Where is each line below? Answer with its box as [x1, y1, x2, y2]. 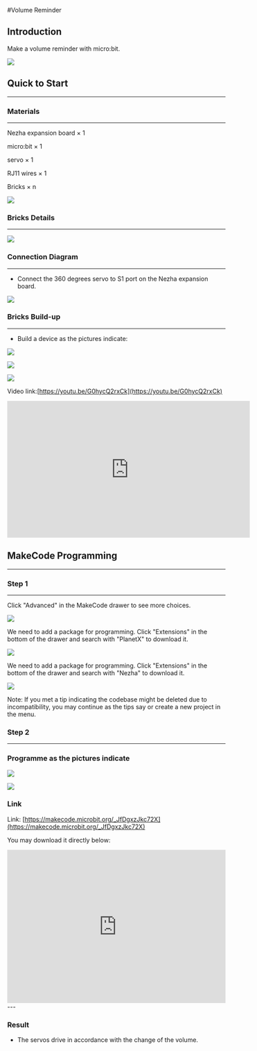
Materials [7, 106, 40, 116]
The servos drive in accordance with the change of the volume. [17, 1035, 199, 1044]
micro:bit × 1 [7, 142, 43, 150]
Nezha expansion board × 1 [7, 129, 85, 137]
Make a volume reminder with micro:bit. [7, 44, 121, 53]
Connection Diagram [7, 252, 78, 262]
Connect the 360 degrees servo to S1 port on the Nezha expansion [17, 274, 209, 283]
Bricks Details [7, 213, 55, 222]
